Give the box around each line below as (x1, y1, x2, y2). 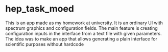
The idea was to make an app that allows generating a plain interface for (5, 36, 157, 42)
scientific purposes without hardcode (5, 41, 84, 47)
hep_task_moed (5, 3, 74, 15)
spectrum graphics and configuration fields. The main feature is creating (5, 25, 158, 31)
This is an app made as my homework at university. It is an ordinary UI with (5, 20, 163, 26)
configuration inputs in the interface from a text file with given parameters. (5, 30, 162, 36)
